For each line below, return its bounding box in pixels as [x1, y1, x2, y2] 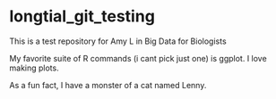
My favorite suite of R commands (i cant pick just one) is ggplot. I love [9, 53, 267, 63]
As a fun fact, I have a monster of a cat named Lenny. [9, 79, 207, 90]
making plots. [9, 62, 60, 73]
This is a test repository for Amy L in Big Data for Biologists [9, 36, 227, 46]
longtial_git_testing [9, 6, 155, 27]
